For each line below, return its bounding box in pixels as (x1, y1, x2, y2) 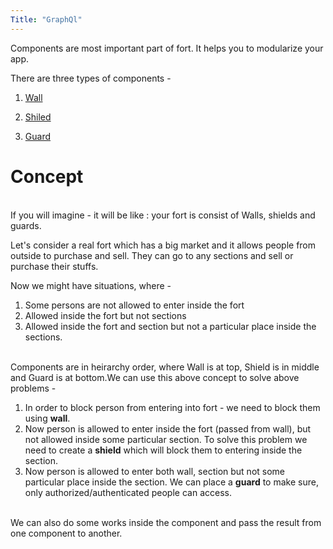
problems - (10, 382, 57, 394)
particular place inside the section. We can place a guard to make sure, (24, 476, 319, 488)
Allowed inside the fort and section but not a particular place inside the (24, 320, 317, 332)
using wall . (24, 412, 71, 424)
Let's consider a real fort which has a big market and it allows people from (10, 239, 317, 251)
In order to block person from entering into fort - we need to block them (24, 401, 321, 413)
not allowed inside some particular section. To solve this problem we (24, 433, 308, 445)
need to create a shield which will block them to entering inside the (24, 444, 303, 456)
